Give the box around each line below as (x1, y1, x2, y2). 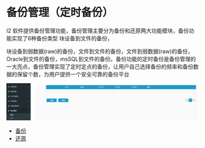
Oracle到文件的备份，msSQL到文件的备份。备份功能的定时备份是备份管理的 (6, 55, 196, 62)
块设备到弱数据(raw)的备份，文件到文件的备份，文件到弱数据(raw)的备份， (6, 47, 193, 55)
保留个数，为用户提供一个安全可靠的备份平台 (16, 70, 129, 78)
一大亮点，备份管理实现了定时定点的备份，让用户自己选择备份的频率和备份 (6, 62, 193, 70)
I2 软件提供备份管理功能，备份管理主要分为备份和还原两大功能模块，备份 (6, 27, 189, 34)
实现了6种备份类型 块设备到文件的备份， (11, 34, 113, 42)
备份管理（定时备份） (6, 6, 114, 20)
